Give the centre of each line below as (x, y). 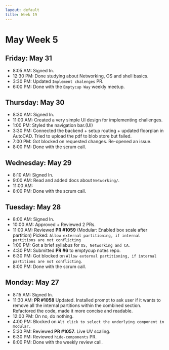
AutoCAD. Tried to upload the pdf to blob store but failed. (72, 136)
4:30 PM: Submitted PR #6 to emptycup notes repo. (67, 250)
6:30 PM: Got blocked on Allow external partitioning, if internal (85, 255)
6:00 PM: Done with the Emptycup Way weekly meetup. (69, 86)
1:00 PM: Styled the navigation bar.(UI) (53, 125)
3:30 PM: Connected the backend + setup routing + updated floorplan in (88, 131)
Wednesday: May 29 (38, 163)
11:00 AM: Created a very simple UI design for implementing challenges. (88, 120)
